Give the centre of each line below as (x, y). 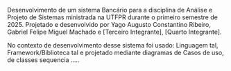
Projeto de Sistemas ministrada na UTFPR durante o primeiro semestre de (113, 17)
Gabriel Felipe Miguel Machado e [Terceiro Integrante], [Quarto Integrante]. (114, 32)
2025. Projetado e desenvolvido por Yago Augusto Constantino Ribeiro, (109, 24)
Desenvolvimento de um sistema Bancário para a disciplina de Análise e (110, 10)
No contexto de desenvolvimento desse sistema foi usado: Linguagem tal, (113, 45)
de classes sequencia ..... (43, 60)
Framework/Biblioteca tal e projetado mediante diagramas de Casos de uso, (115, 52)
